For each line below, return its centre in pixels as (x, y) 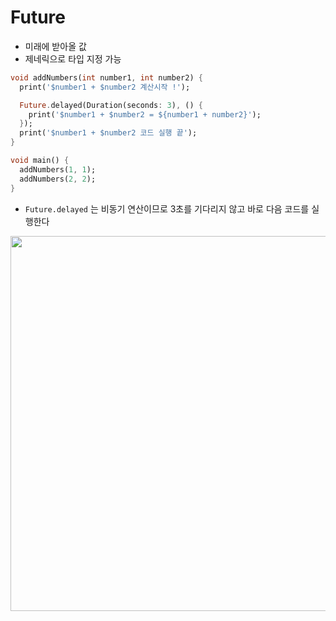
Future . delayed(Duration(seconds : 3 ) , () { (111, 105)
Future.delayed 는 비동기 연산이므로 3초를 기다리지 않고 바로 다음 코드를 (167, 208)
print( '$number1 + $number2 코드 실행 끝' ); (108, 133)
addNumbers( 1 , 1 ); (58, 169)
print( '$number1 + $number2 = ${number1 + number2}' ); (145, 114)
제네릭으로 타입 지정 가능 (73, 58)
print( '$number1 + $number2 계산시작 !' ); (105, 87)
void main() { (40, 161)
